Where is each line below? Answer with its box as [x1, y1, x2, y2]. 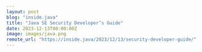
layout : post [6, 8, 39, 15]
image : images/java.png [6, 31, 67, 37]
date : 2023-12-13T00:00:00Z [6, 25, 78, 32]
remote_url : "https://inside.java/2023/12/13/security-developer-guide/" [6, 36, 197, 42]
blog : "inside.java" [6, 14, 59, 20]
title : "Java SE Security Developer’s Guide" [6, 20, 123, 26]
